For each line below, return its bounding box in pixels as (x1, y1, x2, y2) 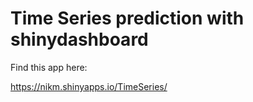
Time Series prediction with (10, 7, 245, 30)
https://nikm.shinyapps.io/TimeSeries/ (10, 80, 168, 92)
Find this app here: (10, 61, 88, 73)
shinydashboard (10, 28, 149, 51)
